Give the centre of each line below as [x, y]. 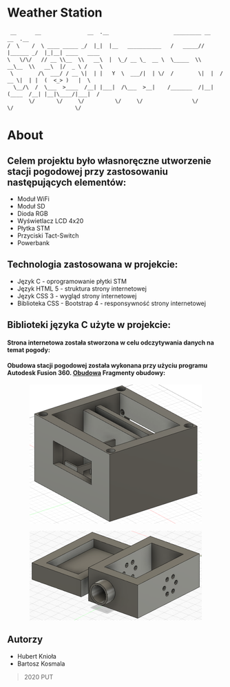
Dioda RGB [32, 213]
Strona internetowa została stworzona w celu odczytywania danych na [111, 342]
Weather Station [55, 13]
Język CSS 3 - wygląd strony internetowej [77, 296]
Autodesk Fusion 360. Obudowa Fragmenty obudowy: [86, 373]
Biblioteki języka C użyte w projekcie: [89, 325]
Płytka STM [33, 228]
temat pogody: [29, 349]
